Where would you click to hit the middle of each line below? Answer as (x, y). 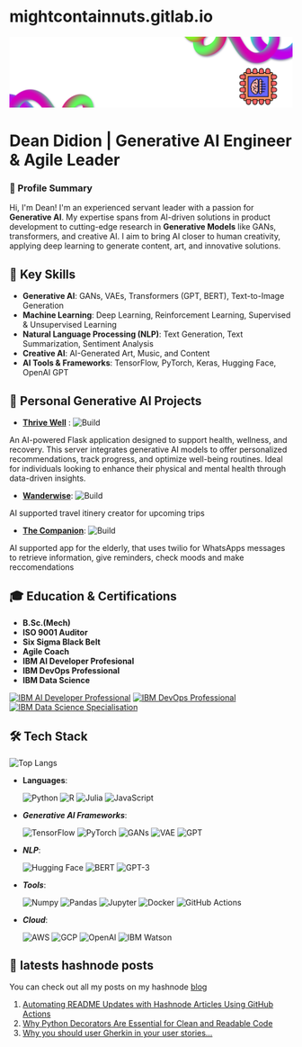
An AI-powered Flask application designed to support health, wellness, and (148, 440)
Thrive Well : (46, 423)
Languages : (45, 780)
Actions (36, 1014)
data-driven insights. (48, 478)
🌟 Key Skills (43, 274)
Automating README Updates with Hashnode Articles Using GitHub (148, 1005)
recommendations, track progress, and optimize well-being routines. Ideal (146, 459)
